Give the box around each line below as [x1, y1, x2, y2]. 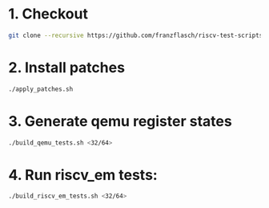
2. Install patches [8, 59, 126, 76]
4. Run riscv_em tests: [8, 165, 158, 184]
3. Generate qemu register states [8, 112, 232, 130]
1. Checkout [8, 5, 88, 23]
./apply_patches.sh [8, 85, 74, 93]
